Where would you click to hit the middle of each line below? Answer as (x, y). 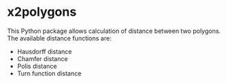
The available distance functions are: (60, 38)
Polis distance (37, 66)
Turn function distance (49, 73)
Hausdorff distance (44, 51)
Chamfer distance (42, 58)
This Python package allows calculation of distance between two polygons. (114, 31)
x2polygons (42, 12)
